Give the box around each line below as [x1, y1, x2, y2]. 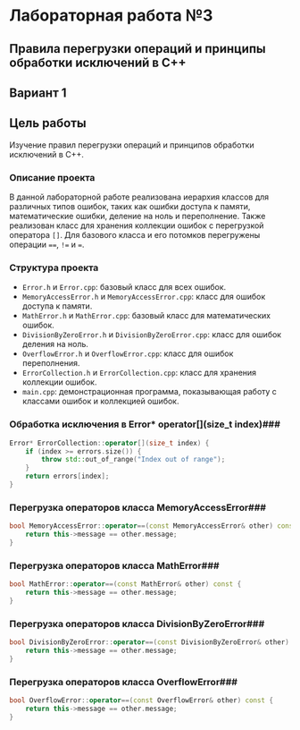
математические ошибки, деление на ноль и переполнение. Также [9, 211, 266, 222]
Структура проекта [9, 261, 99, 274]
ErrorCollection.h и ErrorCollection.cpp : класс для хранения [21, 368, 257, 378]
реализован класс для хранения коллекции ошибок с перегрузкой [9, 220, 264, 231]
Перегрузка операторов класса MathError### [9, 559, 221, 572]
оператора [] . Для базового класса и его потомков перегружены [9, 230, 261, 241]
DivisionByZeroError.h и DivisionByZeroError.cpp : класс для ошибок [21, 329, 282, 340]
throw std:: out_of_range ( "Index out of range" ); [41, 455, 226, 464]
